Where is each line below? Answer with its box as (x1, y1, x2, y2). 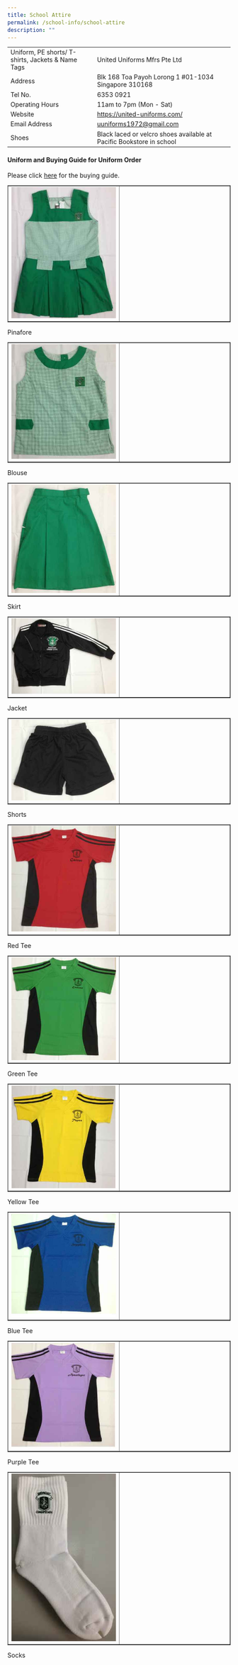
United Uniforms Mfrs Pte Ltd (96, 55, 182, 64)
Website (10, 110, 35, 118)
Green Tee (7, 1069, 38, 1078)
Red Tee (7, 941, 32, 950)
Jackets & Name (29, 55, 78, 64)
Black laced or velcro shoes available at (96, 130, 212, 138)
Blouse (7, 469, 28, 477)
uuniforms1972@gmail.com (96, 120, 179, 128)
